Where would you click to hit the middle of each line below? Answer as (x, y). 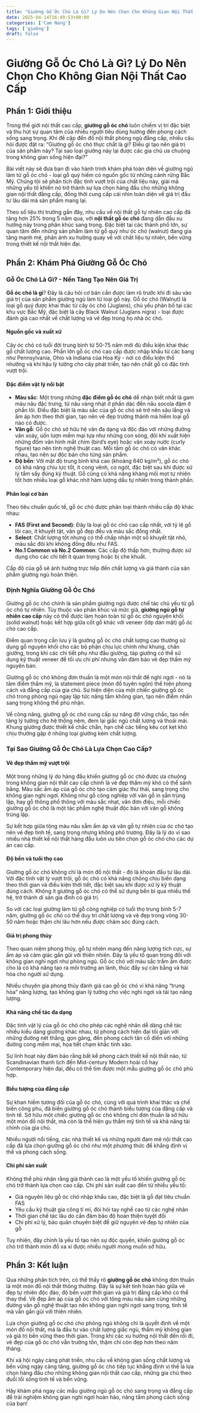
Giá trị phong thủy (29, 935)
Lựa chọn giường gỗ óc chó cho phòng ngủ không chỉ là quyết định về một (98, 1323)
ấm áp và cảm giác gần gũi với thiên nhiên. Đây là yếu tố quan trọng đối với (99, 955)
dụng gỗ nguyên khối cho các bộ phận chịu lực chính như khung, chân (93, 646)
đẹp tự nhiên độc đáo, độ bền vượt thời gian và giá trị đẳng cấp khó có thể (97, 1292)
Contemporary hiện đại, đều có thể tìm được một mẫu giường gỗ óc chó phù (100, 1069)
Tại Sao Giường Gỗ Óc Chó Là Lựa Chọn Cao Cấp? (79, 749)
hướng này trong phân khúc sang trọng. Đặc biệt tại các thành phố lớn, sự (97, 225)
